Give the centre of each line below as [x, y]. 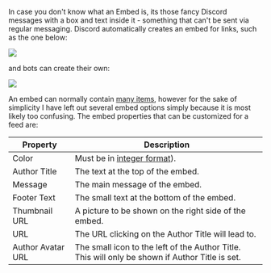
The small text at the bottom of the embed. [155, 197]
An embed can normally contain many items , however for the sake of [123, 99]
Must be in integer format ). [125, 158]
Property [40, 145]
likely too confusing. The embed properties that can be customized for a [128, 116]
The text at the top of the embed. [137, 171]
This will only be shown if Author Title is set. [158, 257]
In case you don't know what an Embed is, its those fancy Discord [118, 12]
